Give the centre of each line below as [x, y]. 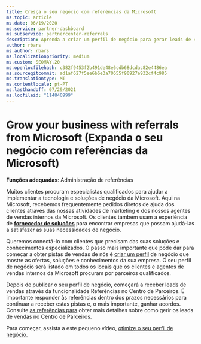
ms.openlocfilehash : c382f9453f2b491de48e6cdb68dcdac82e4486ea [87, 67]
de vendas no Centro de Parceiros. [49, 316]
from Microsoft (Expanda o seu [85, 138]
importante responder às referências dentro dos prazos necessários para [97, 297]
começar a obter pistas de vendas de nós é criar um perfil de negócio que [98, 254]
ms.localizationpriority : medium [48, 56]
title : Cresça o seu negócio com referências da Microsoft [81, 12]
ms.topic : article [29, 17]
